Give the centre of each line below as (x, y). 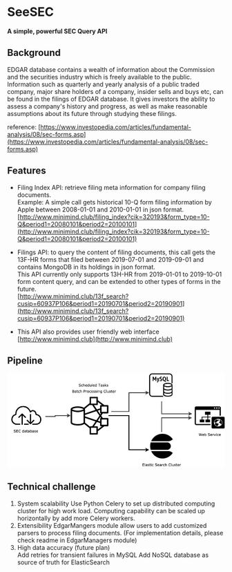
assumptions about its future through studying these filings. (92, 113)
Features (27, 171)
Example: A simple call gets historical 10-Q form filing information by (114, 202)
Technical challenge (51, 487)
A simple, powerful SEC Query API (57, 31)
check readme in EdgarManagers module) (77, 540)
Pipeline (25, 360)
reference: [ (24, 127)
